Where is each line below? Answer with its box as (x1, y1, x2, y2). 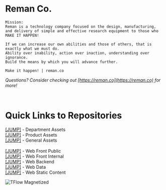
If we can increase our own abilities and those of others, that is (5, 41, 152, 47)
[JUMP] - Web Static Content (5, 169, 66, 175)
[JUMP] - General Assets (5, 137, 57, 143)
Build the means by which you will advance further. (5, 59, 118, 65)
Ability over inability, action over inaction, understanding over (5, 50, 150, 55)
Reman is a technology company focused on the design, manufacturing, (5, 24, 156, 29)
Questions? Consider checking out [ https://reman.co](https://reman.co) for (5, 77, 161, 83)
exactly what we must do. (5, 46, 59, 51)
